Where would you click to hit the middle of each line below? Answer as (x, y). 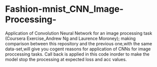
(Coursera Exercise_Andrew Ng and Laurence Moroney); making (71, 38)
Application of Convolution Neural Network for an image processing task (79, 33)
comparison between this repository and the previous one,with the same (79, 43)
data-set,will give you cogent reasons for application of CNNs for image (78, 49)
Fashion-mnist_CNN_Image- (64, 9)
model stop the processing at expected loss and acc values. (66, 59)
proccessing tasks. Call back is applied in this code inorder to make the (77, 54)
